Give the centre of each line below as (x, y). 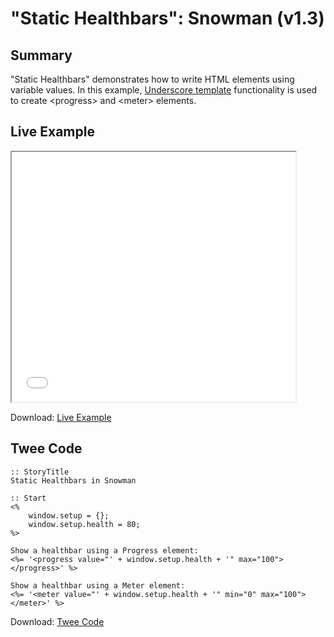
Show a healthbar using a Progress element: (104, 550)
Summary (41, 55)
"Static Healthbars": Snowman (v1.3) (167, 18)
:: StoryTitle (40, 472)
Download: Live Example (61, 417)
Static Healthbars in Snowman (73, 480)
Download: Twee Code (57, 621)
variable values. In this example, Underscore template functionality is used (164, 90)
